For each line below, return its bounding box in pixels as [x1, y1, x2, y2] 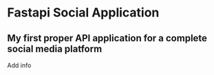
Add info [7, 61, 32, 69]
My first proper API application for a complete [7, 32, 208, 44]
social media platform [7, 43, 103, 54]
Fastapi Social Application [7, 5, 160, 21]
